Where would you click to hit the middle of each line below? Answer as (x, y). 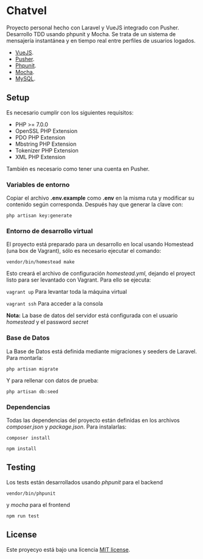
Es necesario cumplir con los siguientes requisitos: (70, 112)
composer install (28, 438)
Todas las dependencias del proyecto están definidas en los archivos (93, 420)
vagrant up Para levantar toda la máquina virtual (67, 292)
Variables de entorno (38, 184)
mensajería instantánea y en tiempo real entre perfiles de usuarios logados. (101, 40)
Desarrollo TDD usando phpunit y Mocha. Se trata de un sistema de (91, 34)
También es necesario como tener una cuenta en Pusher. (78, 168)
